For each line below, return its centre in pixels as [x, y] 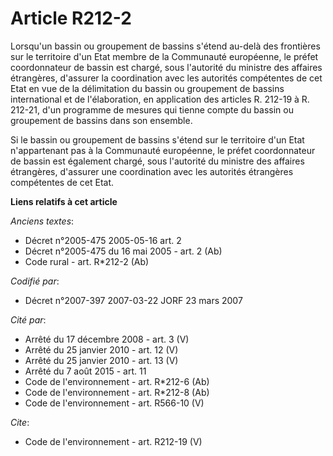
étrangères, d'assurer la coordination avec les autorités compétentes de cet [166, 78]
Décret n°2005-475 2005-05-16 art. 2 [103, 240]
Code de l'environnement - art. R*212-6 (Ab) [117, 381]
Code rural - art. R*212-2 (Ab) [87, 261]
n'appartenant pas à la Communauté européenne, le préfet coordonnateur [163, 150]
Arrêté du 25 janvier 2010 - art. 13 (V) [101, 360]
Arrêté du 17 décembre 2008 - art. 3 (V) [107, 339]
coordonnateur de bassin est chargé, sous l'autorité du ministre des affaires [166, 67]
